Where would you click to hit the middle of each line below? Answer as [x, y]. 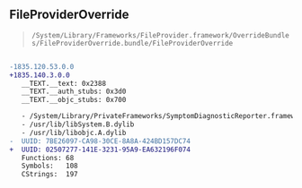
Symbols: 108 [49, 166]
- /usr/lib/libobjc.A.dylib [74, 132]
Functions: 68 [48, 158]
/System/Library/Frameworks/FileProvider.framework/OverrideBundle [160, 35]
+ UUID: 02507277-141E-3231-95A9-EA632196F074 [100, 150]
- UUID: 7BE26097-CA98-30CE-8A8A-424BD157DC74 [100, 141]
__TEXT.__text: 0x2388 [63, 83]
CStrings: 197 [49, 175]
